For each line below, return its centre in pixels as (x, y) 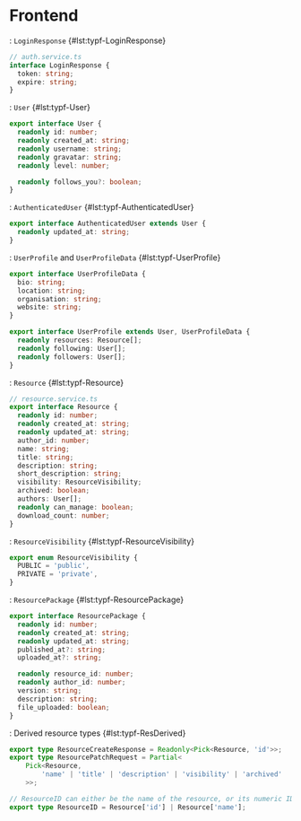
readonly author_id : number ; (72, 683)
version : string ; (50, 691)
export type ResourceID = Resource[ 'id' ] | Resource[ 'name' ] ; (128, 807)
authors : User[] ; (50, 499)
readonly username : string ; (70, 149)
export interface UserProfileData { (77, 274)
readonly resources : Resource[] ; (80, 341)
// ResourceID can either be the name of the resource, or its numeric (146, 799)
